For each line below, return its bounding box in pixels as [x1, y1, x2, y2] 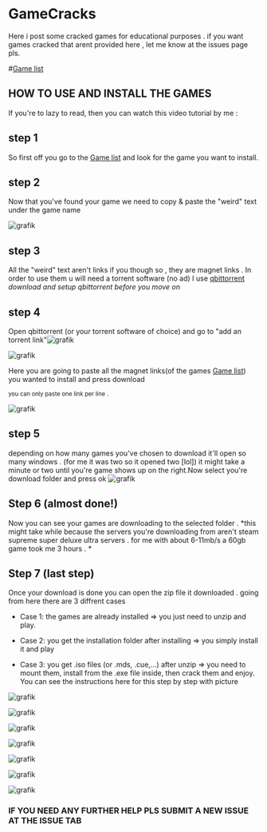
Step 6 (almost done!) [8, 497, 118, 511]
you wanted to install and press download [8, 375, 145, 384]
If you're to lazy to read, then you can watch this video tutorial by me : [8, 108, 238, 117]
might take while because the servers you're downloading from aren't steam [8, 527, 259, 536]
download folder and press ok [8, 473, 107, 484]
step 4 [8, 305, 41, 319]
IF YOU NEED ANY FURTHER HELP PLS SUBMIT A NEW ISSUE [8, 805, 249, 816]
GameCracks [8, 5, 96, 23]
